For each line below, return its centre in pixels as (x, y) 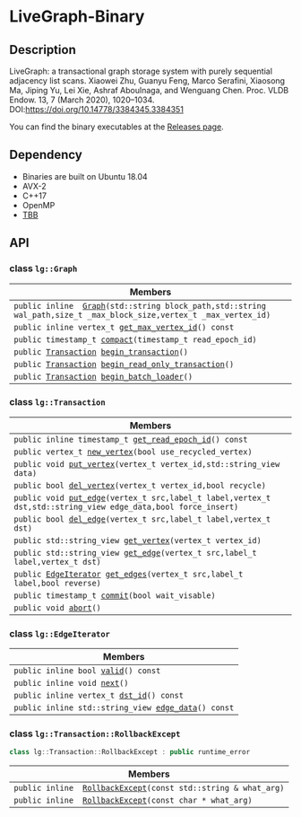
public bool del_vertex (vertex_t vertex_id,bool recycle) (140, 485)
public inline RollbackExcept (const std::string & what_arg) (149, 788)
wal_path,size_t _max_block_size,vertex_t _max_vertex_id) (142, 315)
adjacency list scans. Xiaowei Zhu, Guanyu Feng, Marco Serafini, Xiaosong (147, 81)
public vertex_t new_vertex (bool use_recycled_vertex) (133, 452)
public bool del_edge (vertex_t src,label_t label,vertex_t (142, 519)
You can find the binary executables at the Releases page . (116, 127)
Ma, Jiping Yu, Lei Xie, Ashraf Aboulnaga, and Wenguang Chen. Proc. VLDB (149, 90)
